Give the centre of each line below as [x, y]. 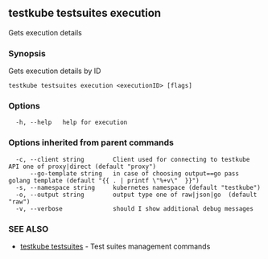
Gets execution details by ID [55, 71]
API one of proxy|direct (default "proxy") [82, 166]
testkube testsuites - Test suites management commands [115, 246]
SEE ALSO [29, 228]
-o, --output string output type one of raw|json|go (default [136, 195]
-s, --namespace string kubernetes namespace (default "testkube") [138, 187]
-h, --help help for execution [72, 123]
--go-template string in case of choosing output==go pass [134, 173]
